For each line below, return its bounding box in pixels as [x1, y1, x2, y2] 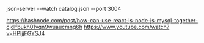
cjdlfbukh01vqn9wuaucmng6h [6, 24, 83, 30]
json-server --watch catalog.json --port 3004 [6, 5, 122, 12]
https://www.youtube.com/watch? [83, 24, 170, 30]
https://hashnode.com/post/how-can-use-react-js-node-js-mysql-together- [6, 17, 199, 24]
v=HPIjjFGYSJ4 [6, 30, 45, 37]
